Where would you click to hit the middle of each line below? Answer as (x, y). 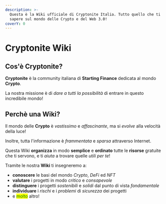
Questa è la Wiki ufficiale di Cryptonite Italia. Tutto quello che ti (85, 14)
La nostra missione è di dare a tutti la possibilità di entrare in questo (75, 93)
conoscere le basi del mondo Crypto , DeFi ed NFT (64, 175)
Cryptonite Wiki (38, 48)
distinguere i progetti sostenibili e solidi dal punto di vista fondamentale (86, 186)
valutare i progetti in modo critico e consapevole (62, 180)
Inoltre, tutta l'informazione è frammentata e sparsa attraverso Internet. (78, 141)
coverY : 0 (15, 24)
